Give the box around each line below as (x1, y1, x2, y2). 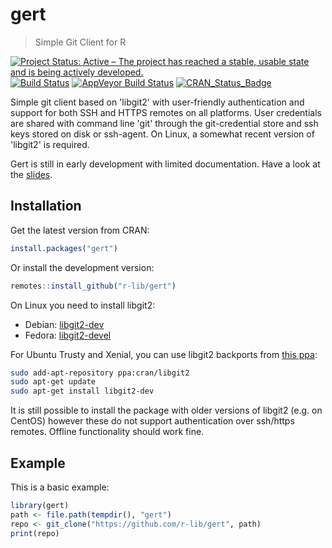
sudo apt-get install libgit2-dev (10, 386, 155, 397)
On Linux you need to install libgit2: (10, 299, 156, 311)
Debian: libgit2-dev (24, 318, 105, 330)
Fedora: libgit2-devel (24, 329, 112, 341)
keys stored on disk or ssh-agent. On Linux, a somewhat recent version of (10, 128, 315, 140)
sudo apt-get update (10, 377, 97, 387)
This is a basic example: (10, 481, 110, 493)
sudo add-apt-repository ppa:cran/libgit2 (10, 368, 190, 378)
